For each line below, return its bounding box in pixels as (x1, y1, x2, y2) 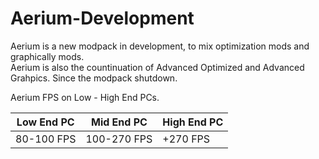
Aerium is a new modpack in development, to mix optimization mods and (10, 40, 310, 52)
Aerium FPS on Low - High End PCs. (10, 91, 160, 103)
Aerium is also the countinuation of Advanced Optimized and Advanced (10, 61, 305, 73)
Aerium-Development (10, 7, 195, 30)
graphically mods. (10, 50, 85, 62)
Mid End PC (90, 115, 148, 129)
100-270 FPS (85, 132, 153, 146)
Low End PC (16, 115, 75, 129)
